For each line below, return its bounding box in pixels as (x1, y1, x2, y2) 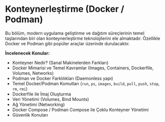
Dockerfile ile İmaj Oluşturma (12, 91, 71, 97)
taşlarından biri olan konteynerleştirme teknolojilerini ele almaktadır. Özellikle (5, 35, 161, 41)
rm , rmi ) (12, 86, 28, 91)
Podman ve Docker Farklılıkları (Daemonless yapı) (12, 75, 113, 81)
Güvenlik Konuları (12, 112, 48, 118)
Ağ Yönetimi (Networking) (12, 101, 65, 107)
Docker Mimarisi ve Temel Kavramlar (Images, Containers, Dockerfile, (12, 65, 154, 71)
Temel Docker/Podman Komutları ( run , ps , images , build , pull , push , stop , (12, 80, 160, 87)
